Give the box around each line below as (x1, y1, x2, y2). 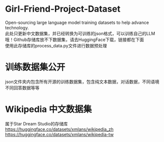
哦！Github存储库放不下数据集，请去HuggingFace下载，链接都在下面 (5, 37, 144, 42)
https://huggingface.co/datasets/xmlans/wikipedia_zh (5, 126, 114, 132)
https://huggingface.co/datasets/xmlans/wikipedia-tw (5, 131, 114, 137)
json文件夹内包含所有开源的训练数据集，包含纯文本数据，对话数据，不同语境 (5, 79, 160, 84)
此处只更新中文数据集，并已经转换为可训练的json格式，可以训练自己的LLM (5, 30, 155, 36)
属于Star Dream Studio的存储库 (5, 121, 68, 126)
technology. (5, 24, 29, 30)
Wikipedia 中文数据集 (5, 104, 92, 115)
